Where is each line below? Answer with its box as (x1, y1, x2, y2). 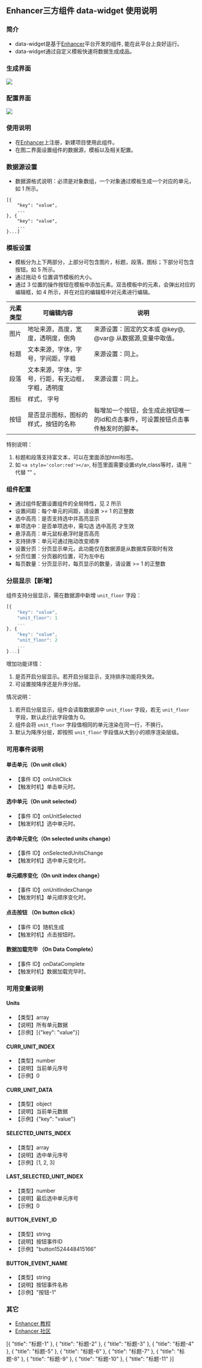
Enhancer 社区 (14, 1328, 51, 1335)
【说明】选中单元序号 (14, 1151, 68, 1159)
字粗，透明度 (27, 384, 64, 392)
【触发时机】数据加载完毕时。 (14, 968, 89, 975)
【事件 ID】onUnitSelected (14, 812, 81, 820)
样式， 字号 (27, 395, 60, 403)
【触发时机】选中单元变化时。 (14, 857, 89, 864)
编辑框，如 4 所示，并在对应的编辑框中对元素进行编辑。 (14, 288, 153, 296)
